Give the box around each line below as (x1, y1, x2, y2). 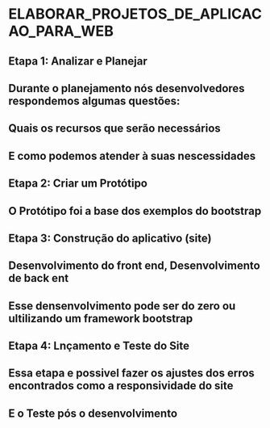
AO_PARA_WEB (8, 22, 114, 40)
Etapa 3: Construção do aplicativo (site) (8, 231, 212, 245)
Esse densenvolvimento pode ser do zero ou (8, 299, 236, 313)
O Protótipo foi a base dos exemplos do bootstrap (8, 204, 262, 218)
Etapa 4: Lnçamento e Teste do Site (8, 339, 189, 353)
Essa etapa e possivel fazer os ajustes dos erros (8, 367, 255, 380)
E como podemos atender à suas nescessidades (8, 149, 256, 162)
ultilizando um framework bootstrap (8, 312, 193, 325)
